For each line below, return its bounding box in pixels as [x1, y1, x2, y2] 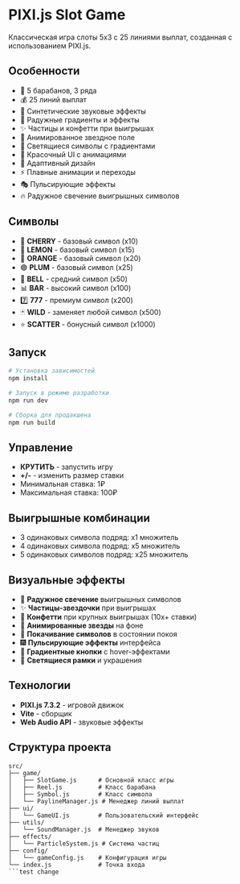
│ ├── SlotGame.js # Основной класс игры [8, 776, 174, 784]
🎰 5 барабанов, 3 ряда [19, 85, 97, 95]
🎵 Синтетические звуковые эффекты [19, 106, 146, 116]
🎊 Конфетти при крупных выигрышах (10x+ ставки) [19, 612, 197, 622]
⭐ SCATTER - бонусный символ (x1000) [19, 319, 157, 329]
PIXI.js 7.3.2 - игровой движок [19, 699, 124, 710]
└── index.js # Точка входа [8, 861, 146, 869]
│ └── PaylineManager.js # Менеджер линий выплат [8, 797, 185, 805]
